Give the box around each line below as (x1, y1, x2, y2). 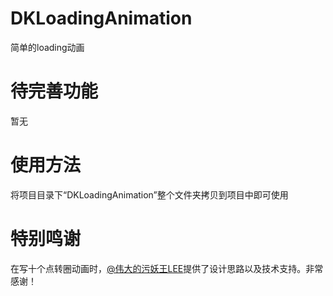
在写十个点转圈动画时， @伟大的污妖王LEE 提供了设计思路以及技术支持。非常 (10, 262, 324, 274)
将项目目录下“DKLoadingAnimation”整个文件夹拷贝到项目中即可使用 (10, 188, 289, 201)
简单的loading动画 (10, 41, 85, 53)
